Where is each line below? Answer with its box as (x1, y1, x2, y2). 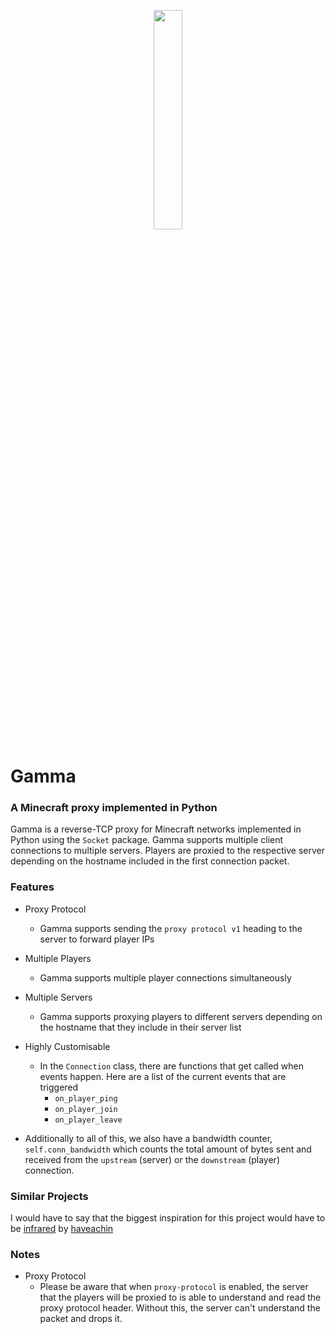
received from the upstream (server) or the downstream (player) (24, 1153, 280, 1165)
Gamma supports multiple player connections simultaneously (39, 971, 292, 984)
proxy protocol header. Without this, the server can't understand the (39, 1302, 321, 1314)
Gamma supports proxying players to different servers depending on (39, 1010, 323, 1022)
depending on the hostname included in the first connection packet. (10, 855, 290, 867)
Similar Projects (10, 1189, 89, 1203)
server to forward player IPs (39, 933, 155, 945)
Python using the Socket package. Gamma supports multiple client (10, 834, 284, 846)
